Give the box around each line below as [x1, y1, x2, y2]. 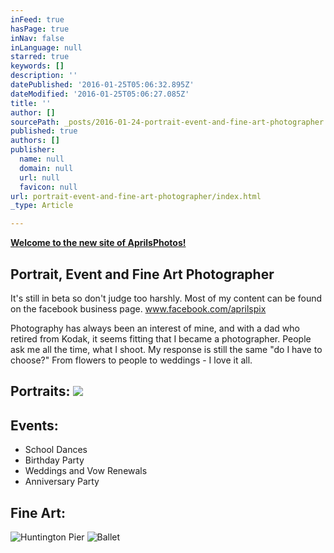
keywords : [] [10, 61, 65, 71]
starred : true [10, 52, 70, 62]
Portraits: [10, 383, 71, 400]
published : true [10, 126, 78, 136]
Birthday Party [24, 454, 85, 466]
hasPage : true [10, 24, 70, 34]
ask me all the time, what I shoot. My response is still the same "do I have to [10, 343, 323, 355]
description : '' [10, 71, 78, 81]
